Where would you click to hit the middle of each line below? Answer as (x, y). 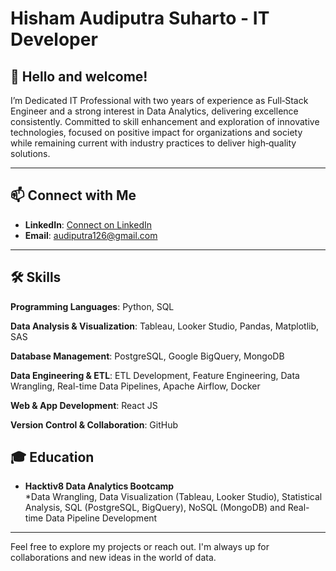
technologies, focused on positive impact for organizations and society (156, 132)
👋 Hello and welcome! (79, 76)
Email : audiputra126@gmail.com (91, 235)
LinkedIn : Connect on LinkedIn (88, 224)
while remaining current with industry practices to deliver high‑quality (153, 143)
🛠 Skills (36, 277)
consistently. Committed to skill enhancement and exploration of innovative (165, 121)
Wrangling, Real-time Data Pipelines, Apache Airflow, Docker (135, 386)
